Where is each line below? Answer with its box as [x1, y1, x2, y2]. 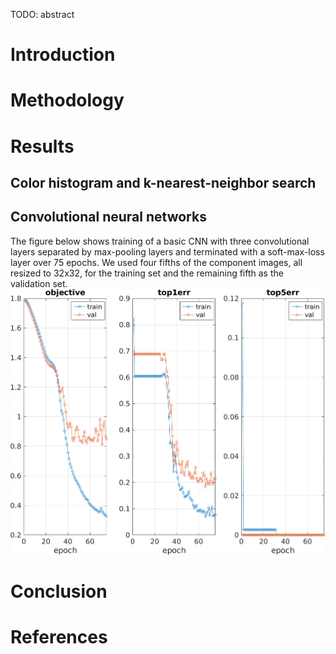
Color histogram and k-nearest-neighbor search [10, 174, 317, 191]
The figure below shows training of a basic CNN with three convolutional [10, 235, 310, 247]
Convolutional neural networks [10, 209, 207, 226]
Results [10, 135, 75, 158]
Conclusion [10, 580, 108, 603]
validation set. [10, 277, 68, 289]
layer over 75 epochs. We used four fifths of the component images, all [10, 256, 303, 268]
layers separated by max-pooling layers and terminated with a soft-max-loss [10, 245, 325, 258]
